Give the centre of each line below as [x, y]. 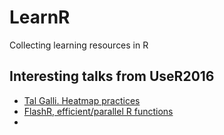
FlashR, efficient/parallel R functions [98, 111]
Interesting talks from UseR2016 [112, 76]
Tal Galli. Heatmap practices [82, 100]
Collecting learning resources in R [79, 45]
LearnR [40, 17]
